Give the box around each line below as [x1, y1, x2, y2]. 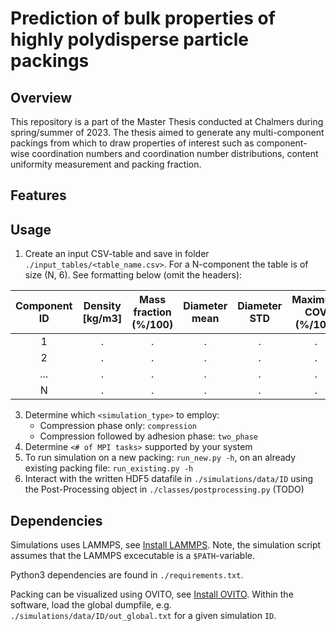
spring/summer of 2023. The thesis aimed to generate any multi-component [10, 127, 325, 138]
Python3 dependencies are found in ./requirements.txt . [10, 569, 244, 581]
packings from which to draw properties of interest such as [10, 137, 255, 149]
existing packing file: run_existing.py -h [24, 462, 194, 474]
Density [83, 299, 122, 313]
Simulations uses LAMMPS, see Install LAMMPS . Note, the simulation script [10, 539, 322, 551]
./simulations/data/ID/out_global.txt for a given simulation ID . [10, 610, 277, 622]
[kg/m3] [82, 312, 123, 326]
